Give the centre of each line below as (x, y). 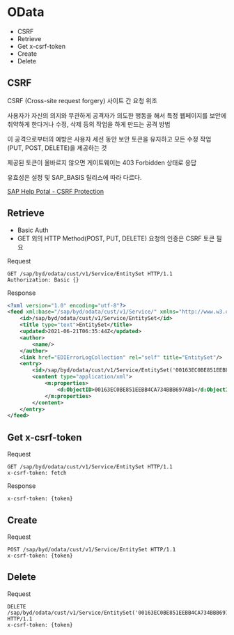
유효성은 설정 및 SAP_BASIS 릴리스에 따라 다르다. (75, 177)
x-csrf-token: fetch (37, 473)
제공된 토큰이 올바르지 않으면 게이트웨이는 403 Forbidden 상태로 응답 (102, 162)
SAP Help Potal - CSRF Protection (56, 191)
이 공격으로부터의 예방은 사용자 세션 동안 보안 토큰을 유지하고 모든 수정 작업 (109, 139)
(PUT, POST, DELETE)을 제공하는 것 (57, 148)
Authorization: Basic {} (43, 280)
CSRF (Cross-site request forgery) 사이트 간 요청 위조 (83, 100)
